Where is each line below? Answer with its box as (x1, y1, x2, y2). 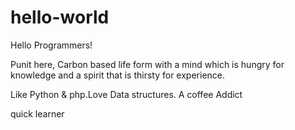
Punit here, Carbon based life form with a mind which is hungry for (10, 58, 285, 70)
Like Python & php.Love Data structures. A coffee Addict (10, 88, 243, 100)
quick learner (10, 107, 65, 120)
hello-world (10, 6, 110, 29)
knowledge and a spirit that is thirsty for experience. (10, 69, 226, 81)
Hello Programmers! (10, 39, 93, 51)
